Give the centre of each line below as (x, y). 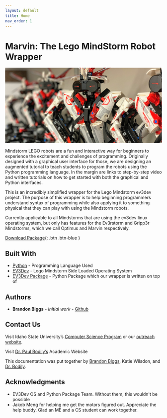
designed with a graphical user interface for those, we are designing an (78, 162)
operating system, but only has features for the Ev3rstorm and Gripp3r (77, 223)
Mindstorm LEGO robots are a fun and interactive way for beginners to (77, 151)
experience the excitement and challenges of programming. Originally (77, 156)
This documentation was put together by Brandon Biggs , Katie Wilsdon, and (83, 361)
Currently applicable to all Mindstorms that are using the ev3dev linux (76, 218)
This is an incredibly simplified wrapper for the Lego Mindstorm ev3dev (78, 192)
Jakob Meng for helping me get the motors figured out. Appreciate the (84, 405)
